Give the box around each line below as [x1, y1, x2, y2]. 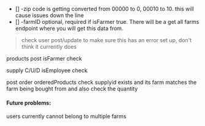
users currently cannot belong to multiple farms [6, 113, 127, 120]
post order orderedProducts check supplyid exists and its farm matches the [6, 79, 197, 86]
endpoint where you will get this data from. [15, 24, 124, 32]
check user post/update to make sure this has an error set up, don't [21, 37, 192, 43]
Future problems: [6, 99, 51, 106]
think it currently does [21, 43, 77, 50]
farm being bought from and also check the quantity [6, 85, 138, 92]
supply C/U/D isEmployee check [6, 67, 88, 74]
